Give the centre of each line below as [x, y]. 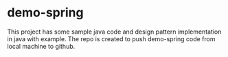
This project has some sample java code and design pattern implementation [114, 32]
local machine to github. [41, 46]
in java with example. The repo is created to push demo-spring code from [111, 38]
